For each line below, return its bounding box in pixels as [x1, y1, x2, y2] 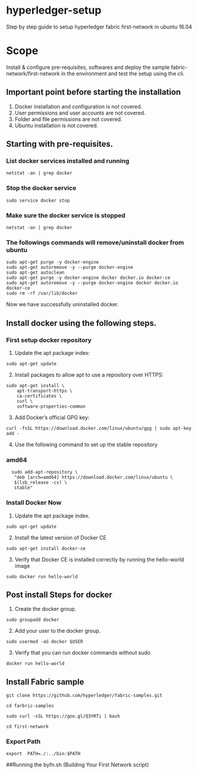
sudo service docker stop [6, 197, 70, 204]
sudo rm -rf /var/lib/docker [6, 290, 78, 297]
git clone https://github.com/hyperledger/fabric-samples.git [6, 693, 163, 699]
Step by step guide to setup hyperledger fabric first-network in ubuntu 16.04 [6, 23, 192, 30]
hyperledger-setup [6, 4, 102, 17]
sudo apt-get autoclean [6, 269, 65, 276]
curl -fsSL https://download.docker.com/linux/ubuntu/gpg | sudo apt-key [6, 425, 192, 431]
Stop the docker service [6, 184, 77, 192]
